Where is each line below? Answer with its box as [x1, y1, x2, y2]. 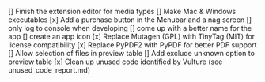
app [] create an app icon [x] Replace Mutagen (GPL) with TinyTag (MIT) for [8, 32, 256, 41]
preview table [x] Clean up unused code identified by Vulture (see [8, 57, 223, 66]
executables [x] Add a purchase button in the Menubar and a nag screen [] [8, 15, 252, 24]
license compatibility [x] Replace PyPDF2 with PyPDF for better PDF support [8, 40, 257, 50]
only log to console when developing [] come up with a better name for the [8, 24, 252, 32]
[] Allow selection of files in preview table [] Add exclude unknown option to [8, 49, 256, 58]
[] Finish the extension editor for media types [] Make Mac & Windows [8, 7, 237, 16]
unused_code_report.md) [8, 65, 91, 74]
